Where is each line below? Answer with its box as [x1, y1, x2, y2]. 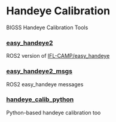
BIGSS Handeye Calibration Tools [6, 24, 88, 31]
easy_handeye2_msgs [6, 67, 73, 76]
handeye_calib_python [6, 95, 74, 104]
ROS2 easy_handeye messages [6, 80, 84, 87]
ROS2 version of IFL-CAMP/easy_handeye [6, 52, 110, 60]
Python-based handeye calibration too [6, 109, 101, 116]
